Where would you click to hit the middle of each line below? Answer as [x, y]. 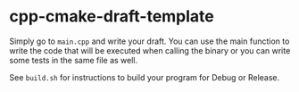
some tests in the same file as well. [74, 60]
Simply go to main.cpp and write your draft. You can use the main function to [149, 41]
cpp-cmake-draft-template [112, 17]
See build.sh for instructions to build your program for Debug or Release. [145, 77]
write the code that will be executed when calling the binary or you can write [150, 50]
